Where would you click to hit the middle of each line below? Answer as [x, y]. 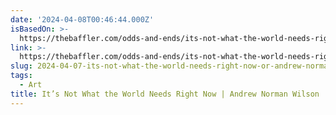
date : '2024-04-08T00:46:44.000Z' [82, 19]
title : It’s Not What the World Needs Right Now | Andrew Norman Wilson [165, 94]
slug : [21, 66]
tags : [21, 76]
